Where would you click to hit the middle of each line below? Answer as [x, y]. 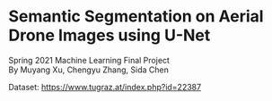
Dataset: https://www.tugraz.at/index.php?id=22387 [105, 87]
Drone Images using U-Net [110, 35]
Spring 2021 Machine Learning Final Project [89, 60]
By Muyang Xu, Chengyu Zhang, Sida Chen [89, 70]
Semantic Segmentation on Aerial [136, 17]
